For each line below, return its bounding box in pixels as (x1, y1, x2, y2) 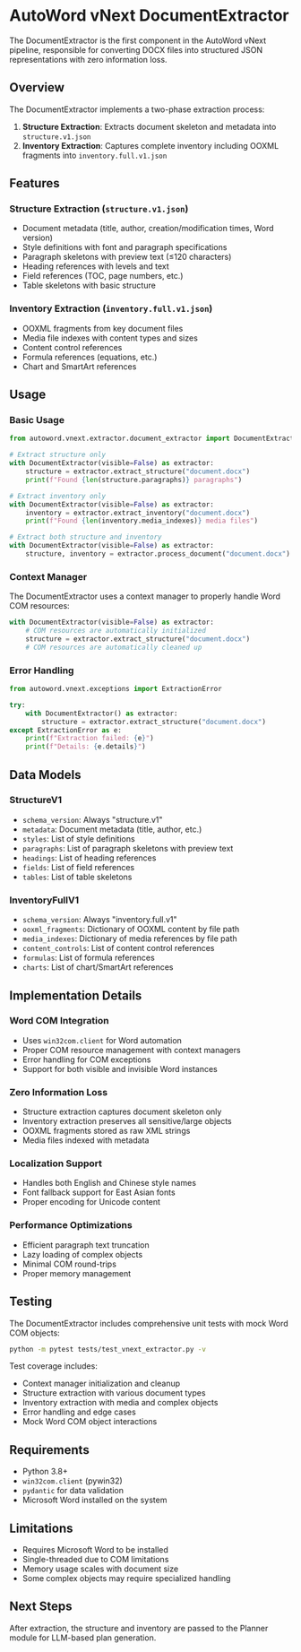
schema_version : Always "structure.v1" (21, 814, 163, 825)
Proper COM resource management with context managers (21, 1044, 241, 1055)
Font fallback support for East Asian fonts (21, 1187, 176, 1198)
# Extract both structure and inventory (9, 532, 163, 542)
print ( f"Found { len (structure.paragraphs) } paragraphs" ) (25, 475, 243, 484)
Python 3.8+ (21, 1466, 69, 1477)
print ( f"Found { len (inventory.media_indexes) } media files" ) (25, 516, 258, 525)
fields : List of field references (21, 861, 135, 872)
